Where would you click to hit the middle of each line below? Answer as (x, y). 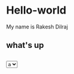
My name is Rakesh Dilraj (37, 27)
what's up (25, 45)
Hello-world (36, 10)
